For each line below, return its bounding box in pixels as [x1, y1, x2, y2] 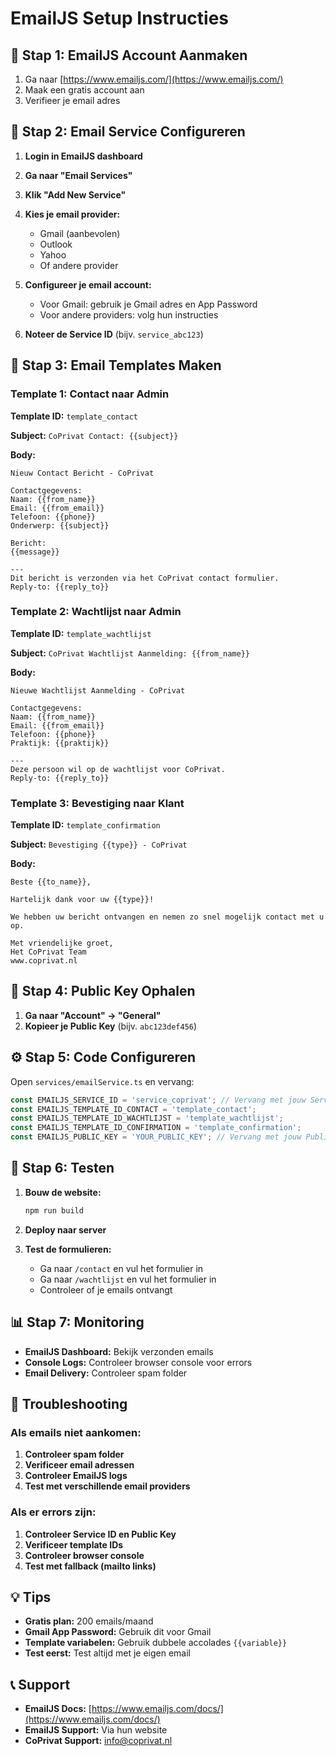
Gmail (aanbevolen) [39, 227, 121, 239]
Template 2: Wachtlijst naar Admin [10, 605, 182, 619]
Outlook [39, 238, 73, 250]
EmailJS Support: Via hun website [24, 1724, 168, 1736]
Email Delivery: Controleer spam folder [24, 1367, 188, 1379]
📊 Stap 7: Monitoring [10, 1314, 145, 1331]
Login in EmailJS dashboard [24, 150, 143, 162]
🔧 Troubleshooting [10, 1395, 128, 1412]
